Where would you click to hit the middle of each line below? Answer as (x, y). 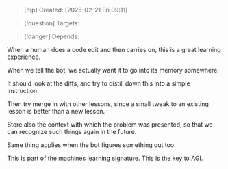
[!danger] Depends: (51, 36)
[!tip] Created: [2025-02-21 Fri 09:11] (76, 10)
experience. (24, 57)
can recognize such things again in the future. (72, 132)
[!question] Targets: (52, 23)
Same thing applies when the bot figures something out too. (91, 145)
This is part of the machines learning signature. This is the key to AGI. (105, 158)
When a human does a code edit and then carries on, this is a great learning (114, 50)
